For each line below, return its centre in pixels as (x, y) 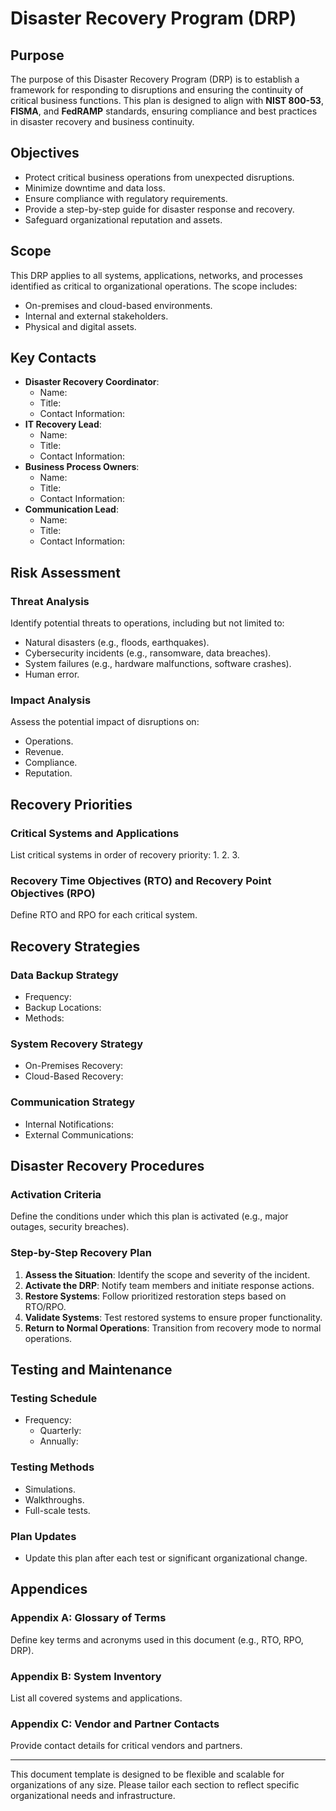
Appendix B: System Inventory (86, 1676)
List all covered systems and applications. (96, 1698)
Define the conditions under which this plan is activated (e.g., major (149, 1216)
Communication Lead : (71, 509)
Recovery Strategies (75, 946)
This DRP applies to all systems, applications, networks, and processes (156, 275)
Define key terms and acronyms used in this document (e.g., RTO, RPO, (157, 1639)
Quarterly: (60, 1431)
